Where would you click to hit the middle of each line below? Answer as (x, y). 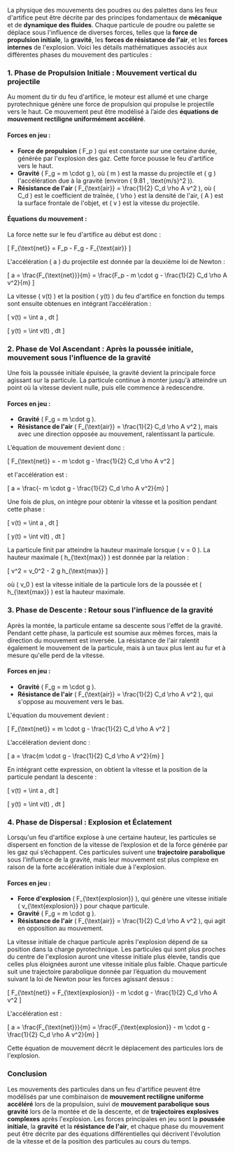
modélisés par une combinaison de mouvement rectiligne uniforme (106, 1096)
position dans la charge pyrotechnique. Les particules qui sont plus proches (116, 949)
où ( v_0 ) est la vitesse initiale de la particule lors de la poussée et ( (105, 584)
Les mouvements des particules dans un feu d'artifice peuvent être (104, 1089)
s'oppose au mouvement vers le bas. (71, 701)
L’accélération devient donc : (49, 742)
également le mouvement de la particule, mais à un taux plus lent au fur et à (116, 647)
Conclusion (27, 1074)
